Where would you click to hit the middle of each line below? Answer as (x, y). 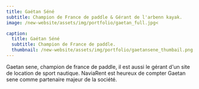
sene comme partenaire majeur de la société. (62, 79)
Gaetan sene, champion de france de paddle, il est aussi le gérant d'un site (98, 66)
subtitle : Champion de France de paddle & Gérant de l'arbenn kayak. (94, 17)
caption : (17, 33)
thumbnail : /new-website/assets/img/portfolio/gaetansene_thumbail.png (102, 50)
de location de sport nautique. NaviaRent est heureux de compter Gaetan (96, 73)
